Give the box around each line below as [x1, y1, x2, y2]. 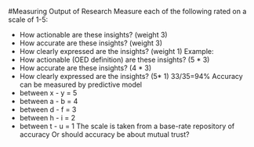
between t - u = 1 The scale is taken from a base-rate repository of [19, 121, 235, 131]
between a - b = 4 [19, 97, 78, 106]
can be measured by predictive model [19, 80, 143, 89]
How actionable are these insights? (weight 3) [19, 30, 168, 39]
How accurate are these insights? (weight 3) [19, 38, 163, 48]
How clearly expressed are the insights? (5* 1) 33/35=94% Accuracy [19, 72, 243, 81]
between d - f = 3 [19, 105, 77, 114]
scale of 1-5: [8, 15, 49, 24]
